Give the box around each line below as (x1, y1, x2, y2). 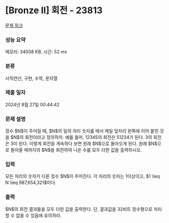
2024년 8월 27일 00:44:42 (5, 101, 60, 107)
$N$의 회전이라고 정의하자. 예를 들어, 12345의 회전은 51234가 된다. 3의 (10, 134, 152, 140)
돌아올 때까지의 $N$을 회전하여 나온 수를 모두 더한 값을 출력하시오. (10, 147, 142, 153)
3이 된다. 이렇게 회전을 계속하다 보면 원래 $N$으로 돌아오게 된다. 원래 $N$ (10, 140, 157, 147)
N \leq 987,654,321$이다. (5, 179, 57, 185)
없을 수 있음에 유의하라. (16, 212, 62, 218)
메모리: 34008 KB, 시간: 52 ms (5, 49, 67, 55)
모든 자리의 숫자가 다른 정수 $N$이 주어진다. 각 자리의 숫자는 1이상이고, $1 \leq (5, 173, 160, 179)
